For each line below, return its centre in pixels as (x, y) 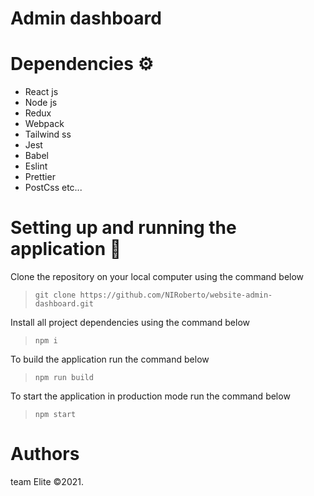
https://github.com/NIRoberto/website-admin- (176, 295)
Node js (41, 103)
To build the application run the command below (110, 359)
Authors (45, 454)
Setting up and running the (123, 228)
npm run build (64, 378)
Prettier (40, 177)
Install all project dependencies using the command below (130, 323)
